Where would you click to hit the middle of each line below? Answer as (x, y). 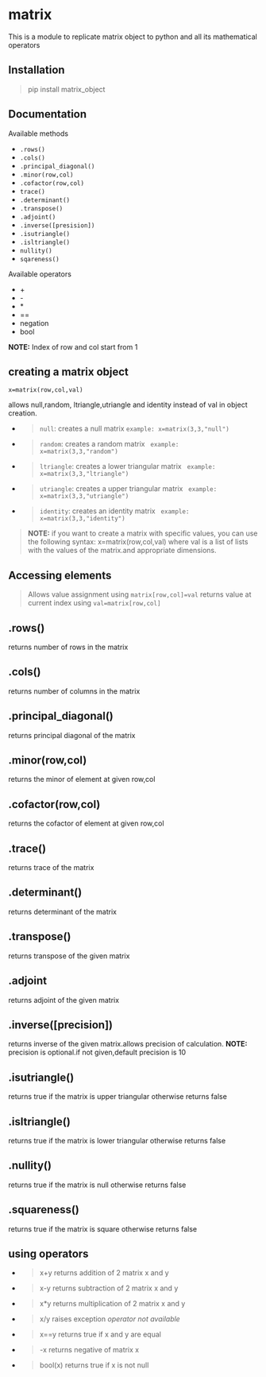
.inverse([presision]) (57, 225)
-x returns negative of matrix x (89, 1350)
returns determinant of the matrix (63, 911)
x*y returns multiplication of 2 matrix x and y (112, 1304)
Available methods (39, 133)
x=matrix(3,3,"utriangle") (84, 497)
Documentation (48, 114)
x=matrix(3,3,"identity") (82, 519)
